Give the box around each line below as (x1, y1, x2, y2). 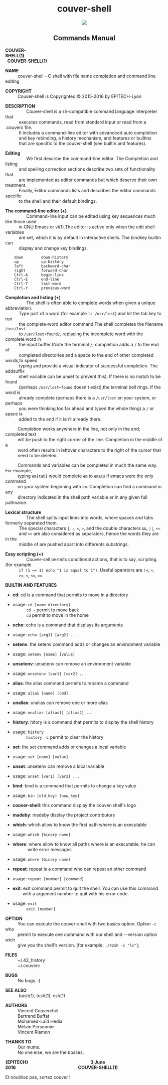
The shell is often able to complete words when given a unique (26, 300, 155, 306)
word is (5, 389, 21, 395)
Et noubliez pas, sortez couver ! (5, 1074, 71, 1080)
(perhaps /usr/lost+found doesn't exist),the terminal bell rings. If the (19, 384, 161, 390)
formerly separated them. (5, 520, 58, 526)
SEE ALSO (5, 987, 27, 993)
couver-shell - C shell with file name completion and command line (17, 73, 156, 79)
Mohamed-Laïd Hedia (17, 1018, 63, 1024)
